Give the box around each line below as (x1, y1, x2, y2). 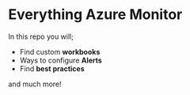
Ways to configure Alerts (19, 55, 103, 65)
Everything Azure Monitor (8, 6, 183, 24)
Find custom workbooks (19, 47, 101, 56)
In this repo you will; (8, 32, 74, 41)
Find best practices (19, 63, 85, 73)
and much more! (8, 79, 62, 89)
